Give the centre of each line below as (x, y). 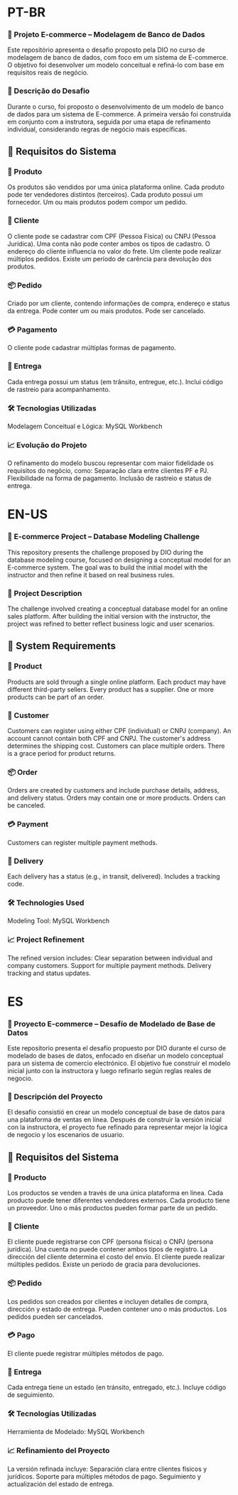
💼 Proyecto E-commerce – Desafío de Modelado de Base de (111, 1023)
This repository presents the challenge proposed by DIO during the (106, 552)
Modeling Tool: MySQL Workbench (59, 921)
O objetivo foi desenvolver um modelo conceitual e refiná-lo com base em (116, 65)
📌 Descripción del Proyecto (55, 1097)
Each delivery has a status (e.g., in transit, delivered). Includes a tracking (114, 876)
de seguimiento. (31, 1395)
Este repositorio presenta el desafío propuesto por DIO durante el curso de (117, 1048)
